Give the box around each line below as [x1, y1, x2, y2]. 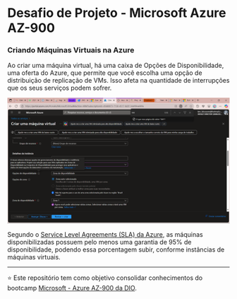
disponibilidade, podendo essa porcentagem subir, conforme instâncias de [7, 245, 225, 254]
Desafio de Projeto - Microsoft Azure [7, 5, 226, 21]
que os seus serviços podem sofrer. [7, 83, 112, 93]
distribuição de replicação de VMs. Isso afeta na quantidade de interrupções [7, 76, 230, 85]
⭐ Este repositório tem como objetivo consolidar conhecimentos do [7, 274, 203, 282]
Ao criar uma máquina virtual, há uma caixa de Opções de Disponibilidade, [7, 61, 224, 70]
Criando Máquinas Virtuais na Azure [7, 45, 135, 55]
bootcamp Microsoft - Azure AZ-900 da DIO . [7, 283, 138, 292]
